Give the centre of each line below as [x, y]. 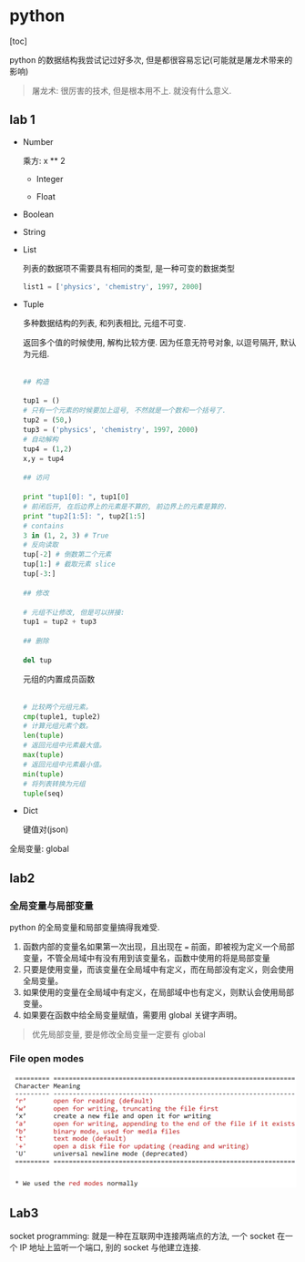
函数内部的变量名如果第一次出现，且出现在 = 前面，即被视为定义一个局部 [158, 947]
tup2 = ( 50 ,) [47, 420]
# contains [43, 526]
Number [38, 141]
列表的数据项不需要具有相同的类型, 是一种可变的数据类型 [128, 268]
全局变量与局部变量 [51, 906]
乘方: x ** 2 [44, 160]
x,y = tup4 [43, 458]
